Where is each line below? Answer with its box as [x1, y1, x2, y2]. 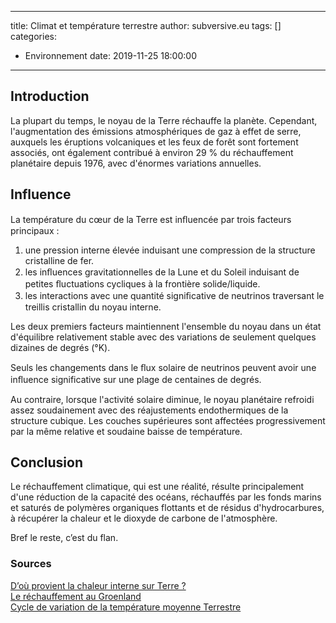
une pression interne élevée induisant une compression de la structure [24, 244, 316, 256]
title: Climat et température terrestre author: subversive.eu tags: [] [10, 20, 282, 31]
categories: [10, 31, 57, 42]
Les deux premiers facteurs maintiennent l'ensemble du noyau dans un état [10, 320, 322, 332]
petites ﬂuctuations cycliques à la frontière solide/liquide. [24, 277, 261, 290]
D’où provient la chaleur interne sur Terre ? [10, 579, 187, 591]
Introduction [10, 88, 90, 105]
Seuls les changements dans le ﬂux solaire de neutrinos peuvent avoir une [10, 361, 317, 373]
